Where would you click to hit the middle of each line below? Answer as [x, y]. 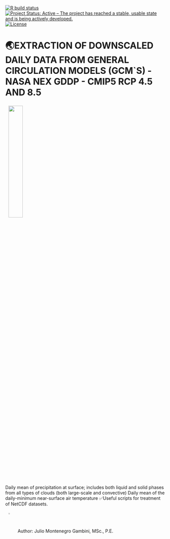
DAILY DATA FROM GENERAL [67, 60]
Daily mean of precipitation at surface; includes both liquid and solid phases [84, 487]
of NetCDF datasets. [27, 504]
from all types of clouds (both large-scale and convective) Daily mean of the [85, 493]
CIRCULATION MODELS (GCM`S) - [79, 71]
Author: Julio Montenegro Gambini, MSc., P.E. [65, 531]
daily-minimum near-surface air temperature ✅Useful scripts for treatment [83, 498]
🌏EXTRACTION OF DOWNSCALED [79, 46]
